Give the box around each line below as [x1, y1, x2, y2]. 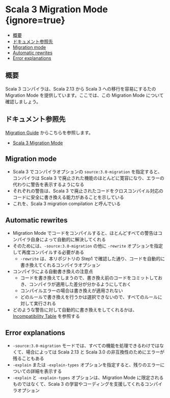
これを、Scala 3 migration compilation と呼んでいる [12, 201, 121, 207]
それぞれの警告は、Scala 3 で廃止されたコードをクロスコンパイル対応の [12, 188, 164, 194]
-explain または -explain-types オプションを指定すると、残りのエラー [12, 362, 160, 368]
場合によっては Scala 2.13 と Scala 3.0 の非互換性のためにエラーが [25, 349, 164, 355]
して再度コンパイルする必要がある [12, 249, 84, 255]
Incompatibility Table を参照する [12, 313, 80, 319]
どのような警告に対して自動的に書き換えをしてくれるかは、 [12, 307, 137, 313]
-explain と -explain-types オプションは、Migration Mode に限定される [12, 374, 164, 381]
